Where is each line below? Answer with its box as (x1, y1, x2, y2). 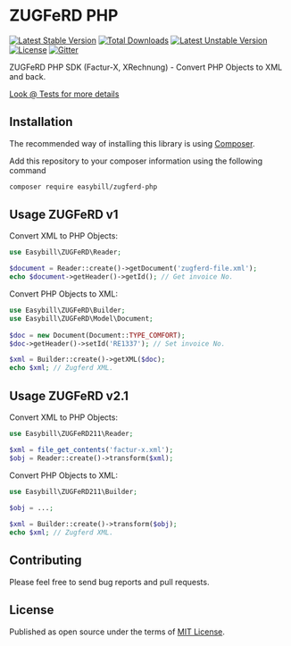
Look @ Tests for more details (9, 88, 120, 99)
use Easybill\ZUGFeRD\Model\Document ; (9, 314, 154, 323)
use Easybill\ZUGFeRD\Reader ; (9, 247, 122, 257)
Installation (9, 114, 73, 130)
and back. (9, 71, 46, 81)
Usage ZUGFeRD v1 (9, 207, 119, 222)
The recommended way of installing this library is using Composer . (9, 138, 255, 148)
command (9, 164, 46, 175)
